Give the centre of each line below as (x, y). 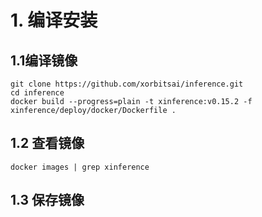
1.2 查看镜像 (47, 143)
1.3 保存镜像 (47, 200)
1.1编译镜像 (44, 60)
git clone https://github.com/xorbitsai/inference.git (127, 84)
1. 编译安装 (54, 20)
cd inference (37, 93)
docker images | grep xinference (80, 167)
